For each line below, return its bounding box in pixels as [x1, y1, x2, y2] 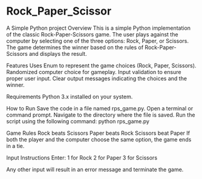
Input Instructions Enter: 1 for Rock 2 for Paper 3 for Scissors [6, 154, 158, 161]
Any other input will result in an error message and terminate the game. [6, 166, 184, 173]
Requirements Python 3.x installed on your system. [6, 93, 133, 100]
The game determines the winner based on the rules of [6, 44, 144, 51]
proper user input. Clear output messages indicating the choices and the [6, 75, 187, 82]
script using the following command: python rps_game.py [6, 117, 150, 125]
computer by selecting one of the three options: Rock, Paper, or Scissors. [6, 37, 189, 44]
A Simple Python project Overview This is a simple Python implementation [6, 24, 191, 32]
